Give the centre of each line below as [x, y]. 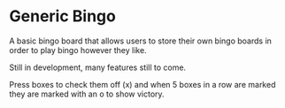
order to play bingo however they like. [78, 50]
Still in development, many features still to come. [98, 67]
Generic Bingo [63, 16]
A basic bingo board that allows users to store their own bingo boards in [141, 41]
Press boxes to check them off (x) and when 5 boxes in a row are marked [142, 84]
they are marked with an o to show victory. [87, 94]
